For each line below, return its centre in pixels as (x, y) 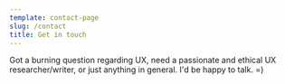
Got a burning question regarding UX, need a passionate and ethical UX (143, 61)
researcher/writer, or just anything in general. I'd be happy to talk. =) (137, 70)
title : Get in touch (48, 34)
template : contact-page (54, 18)
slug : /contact (38, 26)
